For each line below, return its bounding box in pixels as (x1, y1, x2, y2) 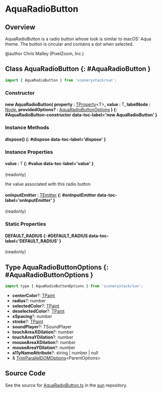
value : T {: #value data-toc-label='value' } (5, 161, 94, 167)
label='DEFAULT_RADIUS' (5, 238, 59, 244)
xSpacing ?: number (12, 313, 52, 319)
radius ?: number (12, 297, 46, 303)
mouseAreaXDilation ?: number (12, 339, 76, 345)
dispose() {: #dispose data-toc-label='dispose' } (5, 136, 106, 142)
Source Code (5, 369, 46, 378)
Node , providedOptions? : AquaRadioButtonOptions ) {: (5, 107, 117, 113)
